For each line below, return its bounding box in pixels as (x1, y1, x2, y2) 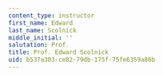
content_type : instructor (8, 11, 94, 20)
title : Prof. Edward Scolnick (8, 48, 109, 56)
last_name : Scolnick (8, 26, 78, 34)
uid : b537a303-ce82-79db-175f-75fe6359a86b (8, 56, 156, 64)
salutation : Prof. (8, 41, 70, 49)
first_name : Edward (8, 19, 74, 27)
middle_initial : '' (8, 33, 74, 42)
